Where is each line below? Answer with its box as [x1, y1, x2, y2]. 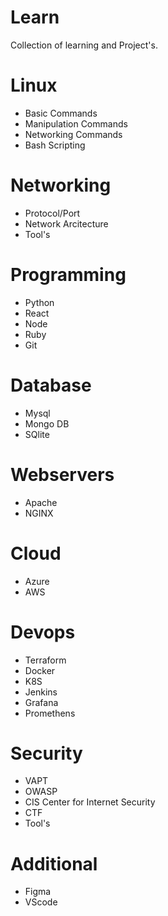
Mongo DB [24, 417, 70, 430]
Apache [24, 496, 58, 508]
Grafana [24, 696, 59, 708]
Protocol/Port [24, 207, 81, 219]
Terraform [24, 654, 67, 666]
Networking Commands [24, 128, 123, 140]
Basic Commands [24, 107, 98, 119]
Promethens [24, 707, 76, 719]
